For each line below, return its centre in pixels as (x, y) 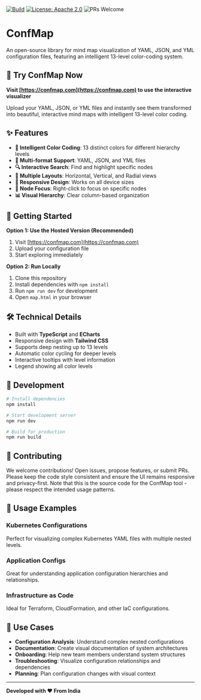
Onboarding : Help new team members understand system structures (100, 654)
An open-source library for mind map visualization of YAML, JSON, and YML (100, 50)
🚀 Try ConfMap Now (45, 75)
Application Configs (36, 560)
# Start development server (41, 415)
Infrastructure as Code (40, 595)
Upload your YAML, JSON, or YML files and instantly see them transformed (99, 107)
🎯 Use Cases (30, 627)
